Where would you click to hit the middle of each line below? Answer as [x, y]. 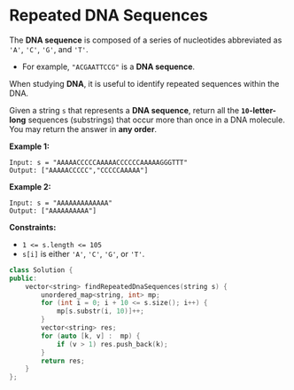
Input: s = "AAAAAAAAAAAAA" [61, 203]
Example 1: [30, 146]
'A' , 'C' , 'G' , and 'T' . [49, 49]
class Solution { [41, 270]
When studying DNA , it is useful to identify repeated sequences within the [144, 83]
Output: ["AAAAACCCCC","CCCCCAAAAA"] [79, 170]
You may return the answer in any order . [83, 129]
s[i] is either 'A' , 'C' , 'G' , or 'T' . [83, 253]
